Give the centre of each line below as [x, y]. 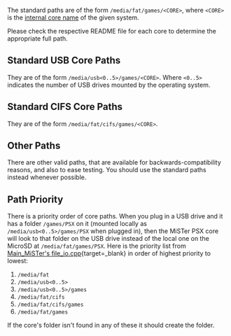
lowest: [17, 261]
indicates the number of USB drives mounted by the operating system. [109, 85]
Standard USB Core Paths [64, 61]
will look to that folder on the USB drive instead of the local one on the [108, 239]
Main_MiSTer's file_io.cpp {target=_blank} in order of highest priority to [109, 253]
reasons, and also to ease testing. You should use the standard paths [107, 170]
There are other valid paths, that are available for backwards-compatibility [114, 162]
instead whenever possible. [47, 177]
